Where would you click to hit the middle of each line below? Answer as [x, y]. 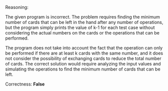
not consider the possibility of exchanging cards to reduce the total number [83, 58]
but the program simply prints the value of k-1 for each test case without [80, 27]
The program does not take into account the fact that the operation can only [84, 48]
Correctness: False [25, 84]
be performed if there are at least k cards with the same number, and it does [84, 53]
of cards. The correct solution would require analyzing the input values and [83, 64]
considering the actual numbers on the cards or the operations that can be [82, 33]
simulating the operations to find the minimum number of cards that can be [83, 69]
